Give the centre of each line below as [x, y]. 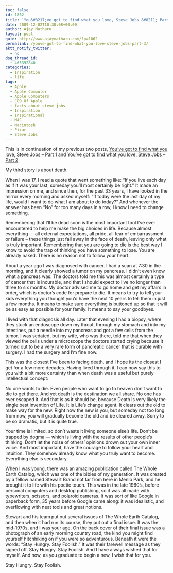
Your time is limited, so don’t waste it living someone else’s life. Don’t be [82, 431]
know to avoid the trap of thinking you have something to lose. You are [80, 250]
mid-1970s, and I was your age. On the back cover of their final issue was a [85, 528]
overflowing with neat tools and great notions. [54, 507]
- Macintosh [23, 125]
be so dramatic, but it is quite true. [42, 421]
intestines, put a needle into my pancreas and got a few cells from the [79, 331]
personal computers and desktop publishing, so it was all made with [77, 491]
